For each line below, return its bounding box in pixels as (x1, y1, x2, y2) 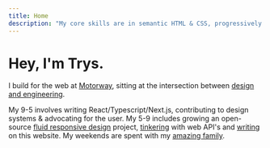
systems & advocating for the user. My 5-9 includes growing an (8, 114, 220, 124)
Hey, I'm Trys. (8, 54, 104, 73)
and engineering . (8, 90, 65, 99)
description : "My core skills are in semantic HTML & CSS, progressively (8, 19, 263, 27)
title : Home (8, 11, 49, 20)
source (8, 122, 32, 132)
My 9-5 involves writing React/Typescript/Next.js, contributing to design (8, 105, 249, 115)
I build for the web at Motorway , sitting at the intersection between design (8, 81, 255, 91)
